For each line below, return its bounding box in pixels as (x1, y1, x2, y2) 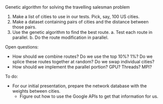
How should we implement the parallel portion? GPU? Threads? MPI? (12, 64, 152, 70)
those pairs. (12, 24, 37, 30)
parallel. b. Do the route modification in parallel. (12, 34, 109, 40)
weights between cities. (12, 88, 61, 94)
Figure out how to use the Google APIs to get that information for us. (19, 93, 159, 99)
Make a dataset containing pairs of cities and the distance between (12, 19, 149, 25)
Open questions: (5, 44, 39, 50)
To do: (5, 74, 18, 79)
